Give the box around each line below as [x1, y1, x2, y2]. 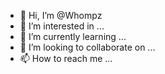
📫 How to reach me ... [19, 53, 113, 64]
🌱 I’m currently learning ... [19, 31, 127, 42]
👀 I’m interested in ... [19, 20, 105, 32]
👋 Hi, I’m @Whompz [19, 10, 103, 21]
